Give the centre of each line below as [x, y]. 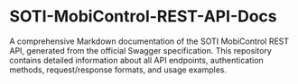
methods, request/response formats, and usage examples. [118, 70]
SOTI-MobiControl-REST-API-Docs [143, 17]
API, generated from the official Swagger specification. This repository [141, 50]
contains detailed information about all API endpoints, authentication [136, 60]
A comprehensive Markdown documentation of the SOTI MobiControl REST [149, 41]
